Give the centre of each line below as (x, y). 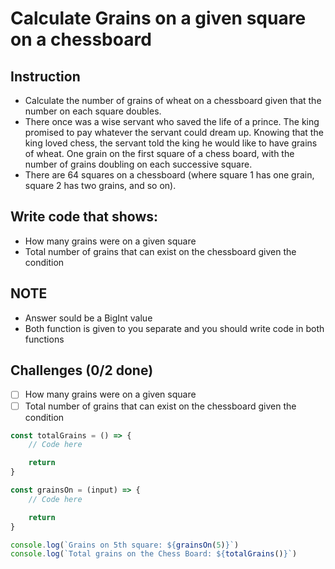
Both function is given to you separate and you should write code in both (174, 328)
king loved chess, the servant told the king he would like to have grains (171, 143)
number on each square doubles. (93, 111)
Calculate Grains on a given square (158, 18)
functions (44, 339)
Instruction (45, 76)
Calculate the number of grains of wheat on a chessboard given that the (173, 100)
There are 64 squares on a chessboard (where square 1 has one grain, (169, 175)
